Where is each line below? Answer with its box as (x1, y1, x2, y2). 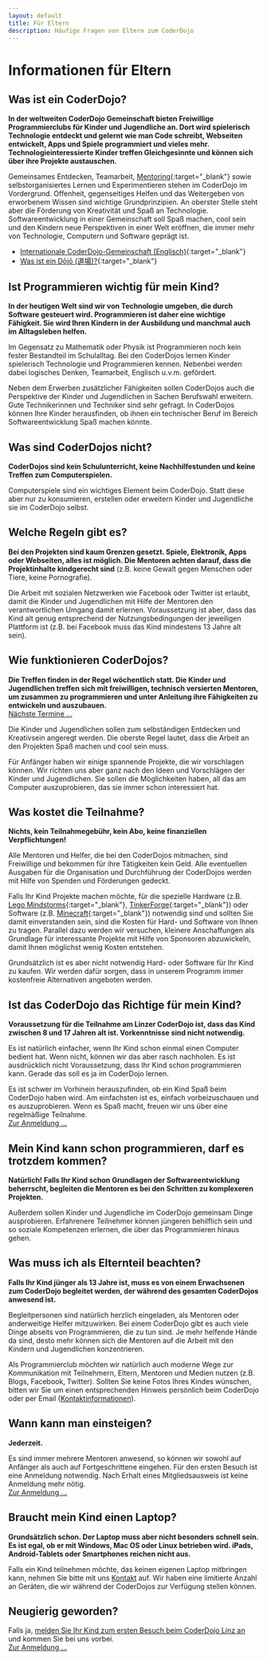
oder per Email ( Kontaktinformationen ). (8, 1393, 136, 1403)
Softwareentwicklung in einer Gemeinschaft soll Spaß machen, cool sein (8, 214, 246, 224)
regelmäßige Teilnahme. (8, 1110, 88, 1119)
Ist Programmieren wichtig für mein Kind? (8, 280, 220, 293)
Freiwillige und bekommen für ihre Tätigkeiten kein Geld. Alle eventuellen (8, 859, 248, 868)
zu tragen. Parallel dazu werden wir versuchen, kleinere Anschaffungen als (8, 925, 255, 936)
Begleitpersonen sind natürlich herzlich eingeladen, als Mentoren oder (8, 1310, 239, 1319)
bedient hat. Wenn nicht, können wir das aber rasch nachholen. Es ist (8, 1052, 236, 1062)
